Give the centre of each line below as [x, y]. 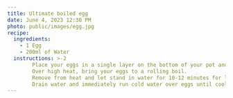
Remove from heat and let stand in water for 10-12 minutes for [127, 78]
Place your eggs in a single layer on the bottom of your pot [124, 65]
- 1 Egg [31, 46]
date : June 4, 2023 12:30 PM [49, 20]
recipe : [18, 33]
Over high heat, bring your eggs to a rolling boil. [110, 71]
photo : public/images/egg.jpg [51, 26]
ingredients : [32, 39]
